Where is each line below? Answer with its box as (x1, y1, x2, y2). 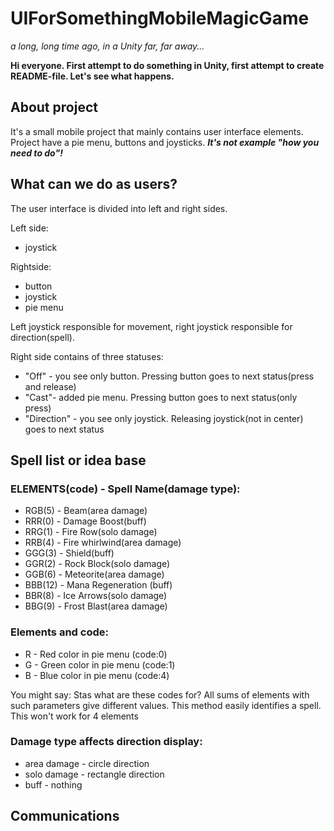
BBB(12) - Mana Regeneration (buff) (24, 579, 173, 591)
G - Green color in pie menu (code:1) (24, 658, 176, 671)
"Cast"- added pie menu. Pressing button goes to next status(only (24, 391, 298, 403)
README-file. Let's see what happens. (10, 70, 175, 82)
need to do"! (10, 147, 63, 159)
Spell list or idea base (10, 452, 147, 469)
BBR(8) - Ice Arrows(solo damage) (24, 590, 168, 602)
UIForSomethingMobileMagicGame (10, 7, 310, 30)
